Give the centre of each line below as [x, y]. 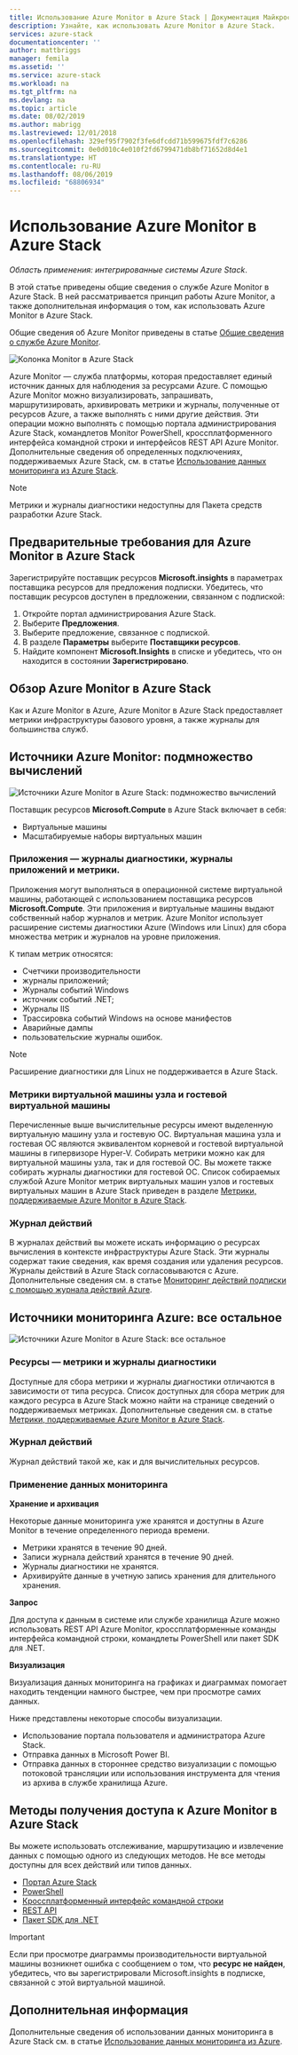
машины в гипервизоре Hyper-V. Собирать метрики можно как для [137, 1153]
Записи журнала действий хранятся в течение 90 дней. [128, 1557]
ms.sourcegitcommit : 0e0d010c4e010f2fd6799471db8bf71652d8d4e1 [129, 149]
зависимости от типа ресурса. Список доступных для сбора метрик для [147, 1391]
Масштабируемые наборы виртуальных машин [112, 836]
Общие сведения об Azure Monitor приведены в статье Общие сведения [147, 333]
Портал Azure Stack [59, 1882]
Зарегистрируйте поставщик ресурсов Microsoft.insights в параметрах [146, 577]
